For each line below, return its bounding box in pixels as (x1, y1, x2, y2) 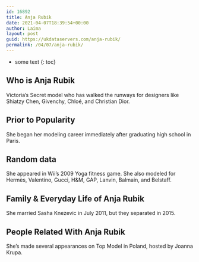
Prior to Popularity (6, 115, 75, 125)
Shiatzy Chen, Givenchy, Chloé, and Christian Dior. (6, 98, 130, 105)
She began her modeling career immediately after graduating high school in (6, 130, 191, 138)
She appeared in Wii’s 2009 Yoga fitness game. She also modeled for (6, 170, 176, 177)
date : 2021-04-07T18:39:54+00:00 (6, 20, 89, 26)
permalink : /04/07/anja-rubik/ (6, 42, 84, 48)
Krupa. (6, 248, 23, 256)
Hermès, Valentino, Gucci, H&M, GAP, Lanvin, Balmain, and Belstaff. (6, 176, 172, 183)
